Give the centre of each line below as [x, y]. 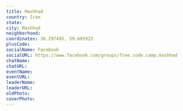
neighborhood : [24, 33]
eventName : [19, 72]
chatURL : [17, 66]
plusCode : [18, 45]
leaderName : [21, 83]
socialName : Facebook [33, 50]
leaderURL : [19, 88]
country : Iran [24, 17]
